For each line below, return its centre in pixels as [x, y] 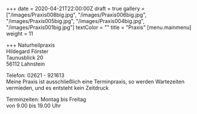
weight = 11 [20, 34]
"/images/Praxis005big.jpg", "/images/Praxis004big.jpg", [75, 21]
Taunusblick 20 [25, 58]
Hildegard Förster [27, 51]
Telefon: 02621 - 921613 [35, 75]
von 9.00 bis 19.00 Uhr [34, 105]
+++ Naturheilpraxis [30, 45]
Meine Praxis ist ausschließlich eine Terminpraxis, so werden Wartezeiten [95, 82]
